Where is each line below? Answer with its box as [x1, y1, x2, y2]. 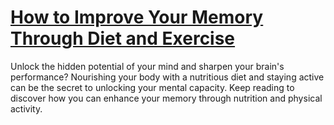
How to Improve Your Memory [10, 6, 264, 29]
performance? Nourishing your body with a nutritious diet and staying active [10, 71, 325, 83]
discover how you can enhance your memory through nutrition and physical [10, 92, 323, 104]
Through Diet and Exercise [10, 27, 236, 50]
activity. [10, 102, 43, 115]
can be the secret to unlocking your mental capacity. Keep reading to [10, 81, 295, 93]
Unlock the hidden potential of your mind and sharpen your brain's [10, 60, 285, 72]
